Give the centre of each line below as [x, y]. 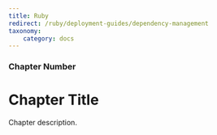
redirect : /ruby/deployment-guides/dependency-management [108, 23]
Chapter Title [54, 100]
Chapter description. [43, 123]
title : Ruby [28, 16]
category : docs [49, 38]
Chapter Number [42, 67]
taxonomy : [25, 31]
